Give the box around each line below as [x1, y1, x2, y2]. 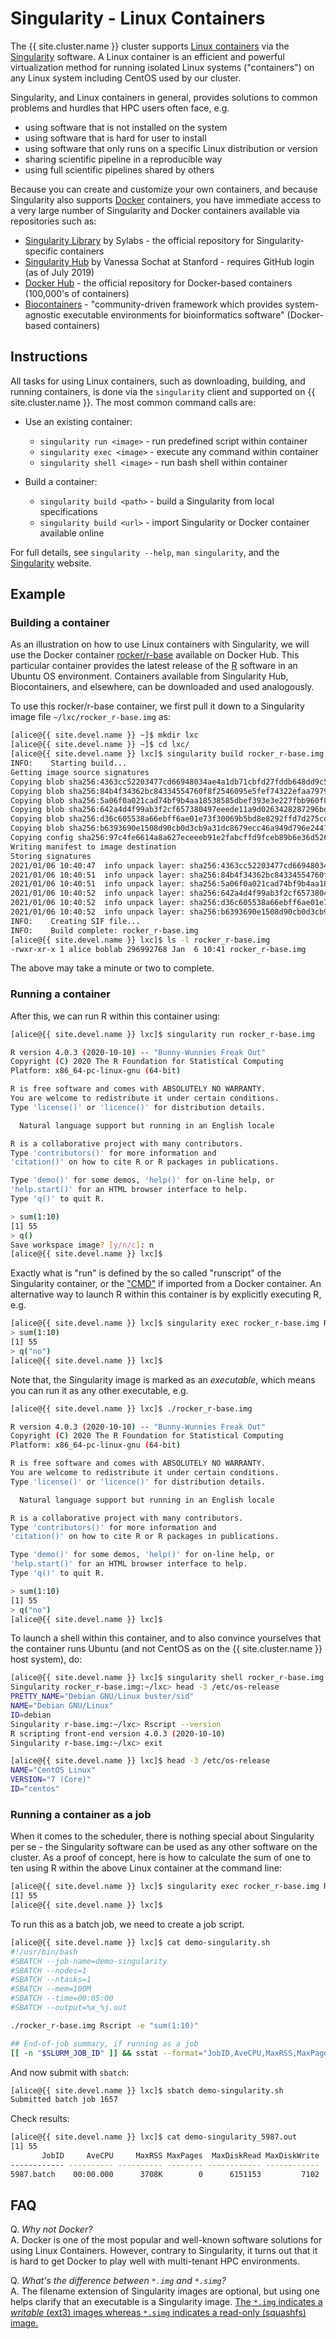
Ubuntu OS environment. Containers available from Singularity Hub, [10, 670, 289, 682]
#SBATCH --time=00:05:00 [10, 1993, 114, 2004]
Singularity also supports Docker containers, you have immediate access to [10, 193, 322, 206]
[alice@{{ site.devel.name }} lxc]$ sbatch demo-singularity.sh [10, 2085, 284, 2096]
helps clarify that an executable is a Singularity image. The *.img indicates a [10, 2296, 323, 2308]
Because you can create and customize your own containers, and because [10, 183, 318, 195]
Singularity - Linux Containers [10, 7, 266, 30]
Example [10, 586, 66, 603]
